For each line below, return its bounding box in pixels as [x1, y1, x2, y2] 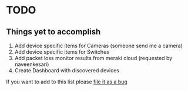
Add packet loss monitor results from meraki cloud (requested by [14, 55, 173, 61]
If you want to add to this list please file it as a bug [6, 78, 127, 85]
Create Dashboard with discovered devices [14, 67, 119, 73]
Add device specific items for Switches [14, 48, 110, 55]
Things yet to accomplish [6, 27, 101, 37]
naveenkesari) [14, 61, 49, 68]
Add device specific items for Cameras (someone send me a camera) [14, 42, 183, 49]
